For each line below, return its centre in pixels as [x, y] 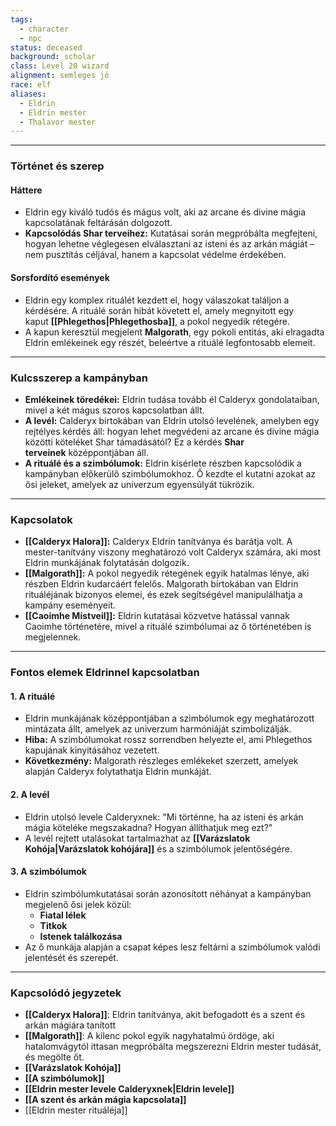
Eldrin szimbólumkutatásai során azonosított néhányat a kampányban [168, 893]
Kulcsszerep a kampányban [79, 378]
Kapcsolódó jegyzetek [66, 993]
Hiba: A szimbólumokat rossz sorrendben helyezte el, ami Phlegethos [168, 740]
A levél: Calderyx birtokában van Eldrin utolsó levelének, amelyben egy [172, 420]
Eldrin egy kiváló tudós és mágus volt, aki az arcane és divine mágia [165, 212]
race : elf [31, 85]
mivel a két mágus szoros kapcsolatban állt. [114, 410]
